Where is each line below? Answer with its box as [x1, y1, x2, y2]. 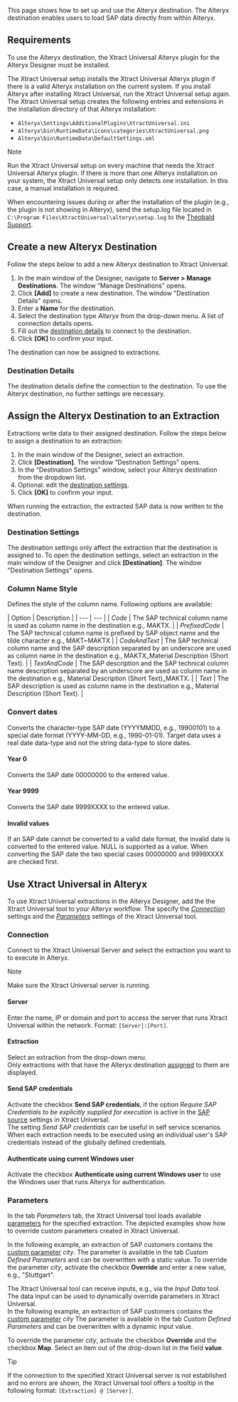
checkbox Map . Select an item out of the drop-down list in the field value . [7, 1344, 224, 1352]
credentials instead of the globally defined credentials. [7, 1138, 167, 1147]
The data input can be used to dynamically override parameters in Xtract [7, 1292, 220, 1301]
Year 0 [7, 754, 27, 764]
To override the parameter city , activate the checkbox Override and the [7, 1336, 217, 1344]
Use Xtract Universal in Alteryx [7, 878, 148, 890]
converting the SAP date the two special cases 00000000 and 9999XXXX [7, 850, 224, 858]
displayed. [7, 1068, 38, 1077]
